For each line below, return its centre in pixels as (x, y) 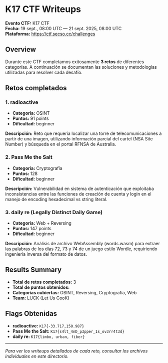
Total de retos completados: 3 (44, 282)
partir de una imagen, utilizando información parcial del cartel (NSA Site (79, 139)
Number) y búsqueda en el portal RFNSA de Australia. (61, 144)
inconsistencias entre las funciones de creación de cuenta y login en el (78, 194)
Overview (21, 49)
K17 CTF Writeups (43, 9)
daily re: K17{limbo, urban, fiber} (48, 336)
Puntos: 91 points (30, 118)
